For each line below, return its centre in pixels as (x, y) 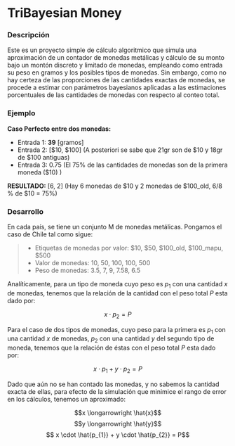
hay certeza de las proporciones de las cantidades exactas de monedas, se (116, 80)
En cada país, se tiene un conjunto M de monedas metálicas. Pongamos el (115, 227)
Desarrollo (26, 211)
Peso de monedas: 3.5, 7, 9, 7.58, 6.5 (88, 270)
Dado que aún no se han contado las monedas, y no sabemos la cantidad (113, 384)
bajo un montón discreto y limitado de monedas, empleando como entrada (115, 65)
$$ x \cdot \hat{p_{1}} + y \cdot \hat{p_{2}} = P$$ (118, 435)
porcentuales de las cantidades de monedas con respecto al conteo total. (113, 95)
